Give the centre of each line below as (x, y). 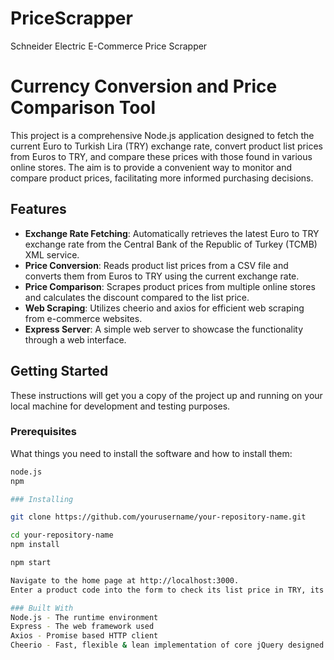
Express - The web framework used (82, 627)
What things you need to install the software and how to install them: (151, 453)
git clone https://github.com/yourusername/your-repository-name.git (158, 517)
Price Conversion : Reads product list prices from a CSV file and (156, 265)
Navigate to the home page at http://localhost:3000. (125, 580)
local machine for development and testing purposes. (120, 406)
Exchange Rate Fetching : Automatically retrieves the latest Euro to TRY (172, 233)
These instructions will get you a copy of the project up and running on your (166, 395)
